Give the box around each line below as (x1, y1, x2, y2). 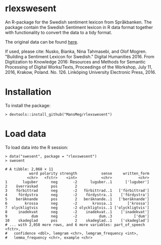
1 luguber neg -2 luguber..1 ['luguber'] (5, 179, 150, 184)
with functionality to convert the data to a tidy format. (5, 29, 112, 35)
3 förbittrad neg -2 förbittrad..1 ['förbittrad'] (5, 188, 150, 193)
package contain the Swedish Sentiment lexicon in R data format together (5, 24, 153, 30)
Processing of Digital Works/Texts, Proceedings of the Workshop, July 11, (5, 64, 153, 70)
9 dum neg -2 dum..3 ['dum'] (5, 214, 150, 219)
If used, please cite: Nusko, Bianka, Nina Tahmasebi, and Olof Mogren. (5, 48, 147, 54)
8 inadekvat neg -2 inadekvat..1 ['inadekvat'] (5, 209, 150, 214)
